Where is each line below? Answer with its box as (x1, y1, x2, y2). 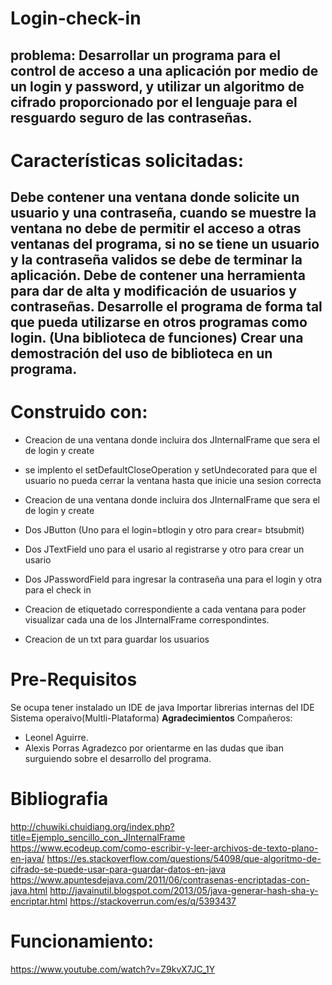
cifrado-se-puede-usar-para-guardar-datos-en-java (10, 863, 227, 875)
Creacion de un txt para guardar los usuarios (24, 633, 210, 646)
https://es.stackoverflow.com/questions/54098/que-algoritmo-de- (46, 852, 322, 864)
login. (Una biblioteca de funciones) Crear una (10, 330, 304, 347)
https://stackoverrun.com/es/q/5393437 (69, 895, 237, 907)
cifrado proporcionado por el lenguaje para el (10, 93, 298, 111)
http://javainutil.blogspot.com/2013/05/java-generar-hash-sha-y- (49, 884, 319, 896)
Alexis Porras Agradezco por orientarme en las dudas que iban (24, 742, 284, 754)
